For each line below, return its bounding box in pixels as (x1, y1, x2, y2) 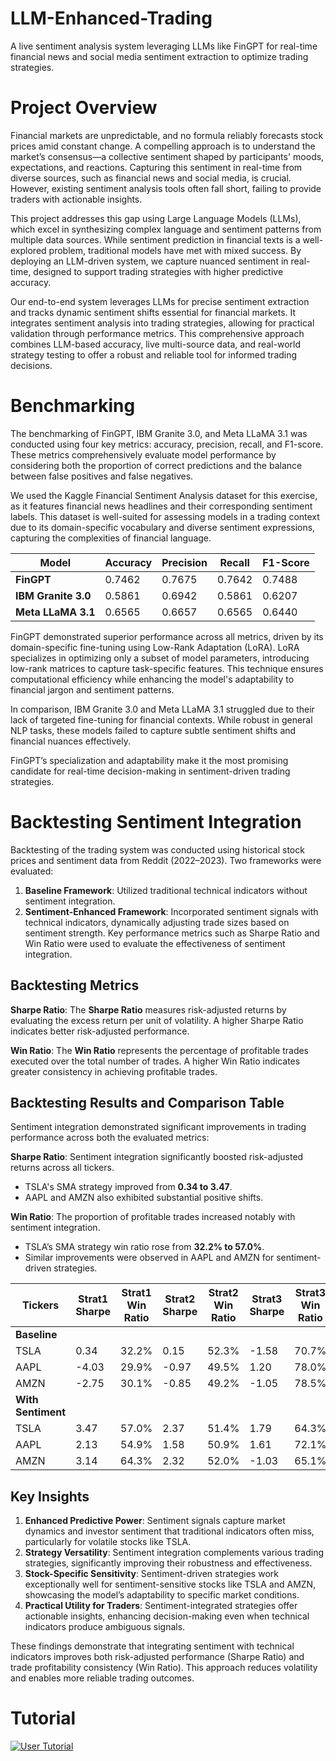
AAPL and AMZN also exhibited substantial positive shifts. (24, 1192, 264, 1204)
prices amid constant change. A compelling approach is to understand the (10, 140, 316, 152)
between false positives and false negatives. (10, 470, 194, 482)
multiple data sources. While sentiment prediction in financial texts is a (10, 233, 301, 246)
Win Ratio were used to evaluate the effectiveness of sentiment (24, 937, 286, 949)
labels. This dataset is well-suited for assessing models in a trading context (10, 510, 320, 522)
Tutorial (10, 1707, 77, 1730)
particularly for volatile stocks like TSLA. (24, 1536, 192, 1548)
